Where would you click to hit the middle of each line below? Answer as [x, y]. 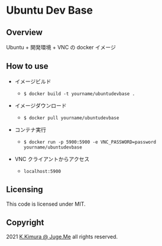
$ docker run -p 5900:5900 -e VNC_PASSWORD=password [90, 142]
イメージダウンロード [41, 105]
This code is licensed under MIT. [46, 204]
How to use [27, 66]
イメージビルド [33, 81]
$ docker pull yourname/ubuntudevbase [71, 118]
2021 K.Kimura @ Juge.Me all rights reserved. [62, 237]
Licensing [25, 190]
